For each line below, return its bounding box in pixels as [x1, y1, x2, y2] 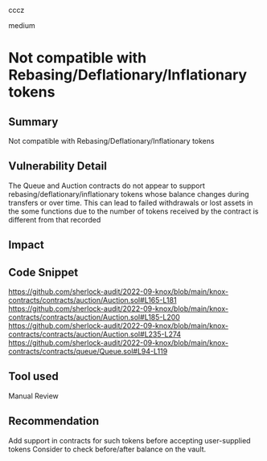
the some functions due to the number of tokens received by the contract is [8, 206, 259, 216]
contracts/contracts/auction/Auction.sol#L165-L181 [8, 296, 177, 305]
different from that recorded [8, 214, 101, 224]
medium [8, 21, 35, 30]
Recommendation [8, 414, 99, 428]
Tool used [8, 369, 59, 383]
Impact [8, 239, 44, 252]
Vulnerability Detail [8, 159, 107, 173]
